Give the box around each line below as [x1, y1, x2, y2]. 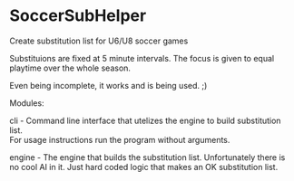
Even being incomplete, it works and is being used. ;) [9, 80, 208, 90]
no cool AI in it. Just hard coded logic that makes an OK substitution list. [9, 161, 279, 172]
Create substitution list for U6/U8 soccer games [9, 35, 189, 46]
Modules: [9, 97, 44, 109]
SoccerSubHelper [9, 5, 147, 26]
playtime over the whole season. [9, 62, 132, 73]
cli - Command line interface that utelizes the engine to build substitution [9, 115, 281, 126]
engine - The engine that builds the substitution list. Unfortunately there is [9, 151, 286, 163]
